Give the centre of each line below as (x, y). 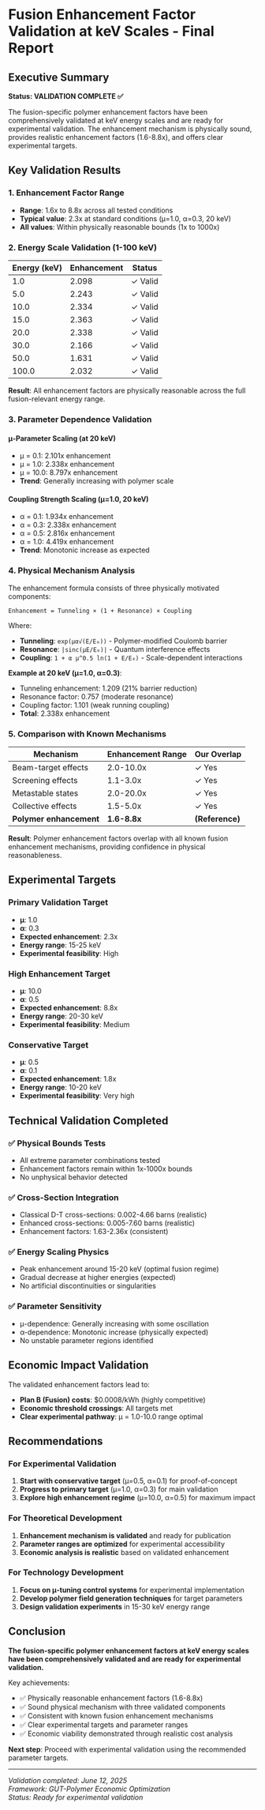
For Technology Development (66, 1572)
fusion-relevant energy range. (57, 399)
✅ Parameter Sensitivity (55, 1307)
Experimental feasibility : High (69, 953)
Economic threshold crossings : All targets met (96, 1408)
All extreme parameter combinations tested (90, 1160)
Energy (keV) (37, 268)
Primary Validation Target (58, 902)
